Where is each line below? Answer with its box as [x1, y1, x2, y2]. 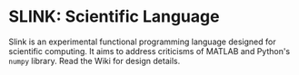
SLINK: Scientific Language [8, 6, 220, 27]
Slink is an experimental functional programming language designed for [8, 36, 276, 47]
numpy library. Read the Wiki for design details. [8, 55, 181, 66]
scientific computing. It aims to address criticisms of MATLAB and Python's [8, 45, 291, 56]
